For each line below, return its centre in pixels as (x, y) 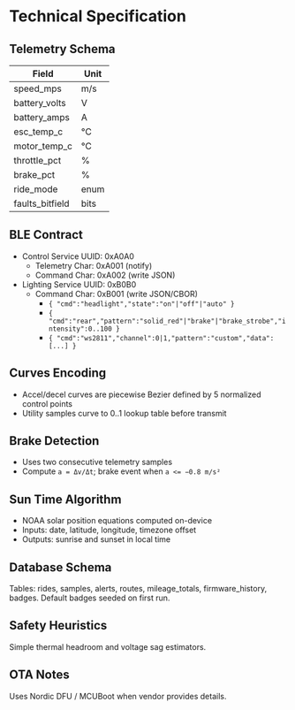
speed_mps (38, 88)
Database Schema (61, 567)
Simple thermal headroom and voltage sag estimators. (108, 646)
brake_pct (34, 175)
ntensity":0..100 (80, 329)
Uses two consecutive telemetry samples (97, 462)
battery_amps (42, 117)
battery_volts (40, 103)
